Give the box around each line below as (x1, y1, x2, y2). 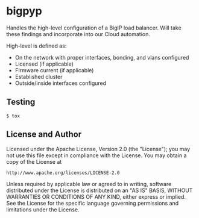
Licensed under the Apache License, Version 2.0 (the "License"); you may (6, 145, 191, 152)
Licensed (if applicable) (14, 60, 74, 67)
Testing (6, 97, 36, 107)
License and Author (6, 129, 82, 140)
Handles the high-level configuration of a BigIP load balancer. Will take (6, 24, 182, 31)
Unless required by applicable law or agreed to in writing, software (6, 180, 172, 187)
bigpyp (6, 4, 42, 18)
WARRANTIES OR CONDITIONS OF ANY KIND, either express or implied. (6, 193, 186, 200)
